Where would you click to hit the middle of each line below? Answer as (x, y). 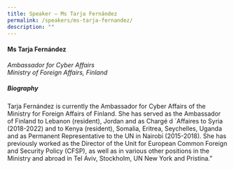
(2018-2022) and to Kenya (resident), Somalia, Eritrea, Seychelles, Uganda (115, 128)
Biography (23, 88)
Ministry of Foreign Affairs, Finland (57, 72)
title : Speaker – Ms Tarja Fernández (62, 14)
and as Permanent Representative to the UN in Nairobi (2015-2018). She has (117, 136)
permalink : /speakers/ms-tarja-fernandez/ (70, 20)
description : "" (31, 27)
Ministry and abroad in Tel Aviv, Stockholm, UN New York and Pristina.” (110, 158)
